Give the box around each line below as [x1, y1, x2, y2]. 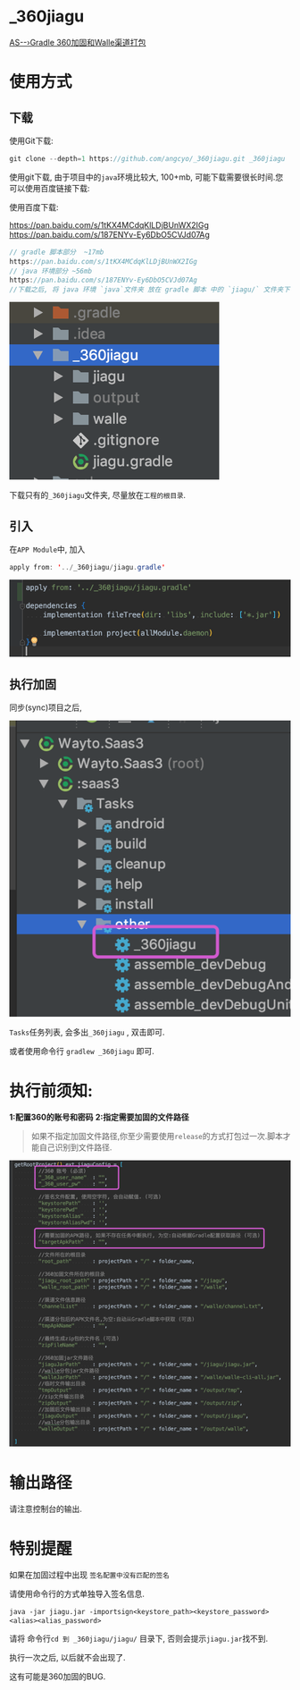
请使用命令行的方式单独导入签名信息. [9, 1589, 146, 1600]
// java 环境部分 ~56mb [9, 266, 92, 275]
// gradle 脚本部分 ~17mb [9, 248, 104, 257]
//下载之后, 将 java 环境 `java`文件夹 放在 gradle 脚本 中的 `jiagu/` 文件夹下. [9, 285, 295, 294]
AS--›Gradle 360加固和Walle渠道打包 [9, 37, 146, 47]
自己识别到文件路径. [38, 1142, 112, 1153]
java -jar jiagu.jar [9, 1608, 87, 1617]
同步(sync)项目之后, [9, 702, 82, 713]
